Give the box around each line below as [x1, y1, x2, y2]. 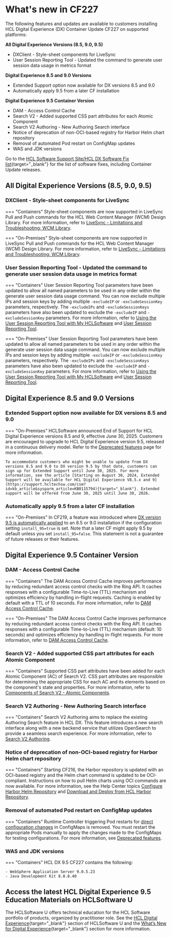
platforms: [5, 31, 27, 37]
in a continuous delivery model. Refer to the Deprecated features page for [5, 444, 162, 450]
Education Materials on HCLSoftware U [5, 895, 133, 904]
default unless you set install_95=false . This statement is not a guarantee [5, 530, 163, 537]
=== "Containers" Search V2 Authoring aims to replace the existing [5, 714, 148, 720]
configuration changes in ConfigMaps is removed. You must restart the [5, 824, 156, 830]
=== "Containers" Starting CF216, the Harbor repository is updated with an [5, 767, 164, 773]
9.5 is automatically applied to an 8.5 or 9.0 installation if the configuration [5, 519, 162, 525]
